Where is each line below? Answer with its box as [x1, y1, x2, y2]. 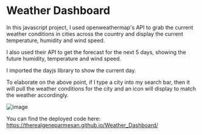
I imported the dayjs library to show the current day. [6, 66, 136, 74]
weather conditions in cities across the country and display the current [6, 30, 184, 37]
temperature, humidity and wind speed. [6, 36, 105, 44]
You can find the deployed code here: [6, 115, 101, 122]
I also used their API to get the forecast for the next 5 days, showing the [6, 48, 187, 55]
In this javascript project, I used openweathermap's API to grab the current [6, 24, 193, 31]
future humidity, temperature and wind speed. [6, 55, 122, 62]
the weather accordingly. [6, 91, 69, 99]
